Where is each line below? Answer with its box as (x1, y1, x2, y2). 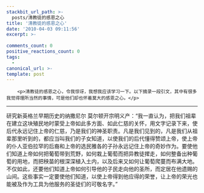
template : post (6, 71, 45, 77)
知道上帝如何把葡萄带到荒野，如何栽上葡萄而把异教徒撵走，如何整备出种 (11, 150, 192, 158)
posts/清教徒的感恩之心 (12, 15, 65, 21)
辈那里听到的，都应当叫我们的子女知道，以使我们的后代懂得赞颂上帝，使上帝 (6, 135, 198, 143)
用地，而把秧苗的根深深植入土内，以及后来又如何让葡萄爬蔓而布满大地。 (16, 158, 198, 165)
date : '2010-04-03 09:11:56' (6, 25, 80, 32)
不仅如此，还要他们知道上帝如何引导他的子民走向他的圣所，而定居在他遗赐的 (6, 165, 198, 173)
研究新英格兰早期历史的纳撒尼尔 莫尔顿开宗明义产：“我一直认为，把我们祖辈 (6, 112, 197, 120)
